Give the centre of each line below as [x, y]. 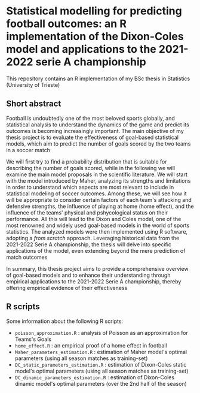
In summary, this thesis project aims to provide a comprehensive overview [98, 268]
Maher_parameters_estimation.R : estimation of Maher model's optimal [101, 352]
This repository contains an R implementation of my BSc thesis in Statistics [98, 78]
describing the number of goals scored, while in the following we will [90, 168]
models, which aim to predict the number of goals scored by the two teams [99, 143]
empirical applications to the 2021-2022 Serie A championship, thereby [94, 281]
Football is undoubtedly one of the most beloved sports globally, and [90, 118]
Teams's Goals [33, 339]
